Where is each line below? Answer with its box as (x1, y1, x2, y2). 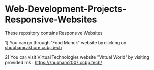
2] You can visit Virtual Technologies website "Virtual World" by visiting (5, 54, 149, 60)
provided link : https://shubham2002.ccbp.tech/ (5, 59, 102, 65)
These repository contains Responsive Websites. (5, 30, 104, 36)
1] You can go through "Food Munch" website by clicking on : (5, 39, 129, 45)
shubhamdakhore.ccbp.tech (5, 45, 62, 50)
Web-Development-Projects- (5, 3, 127, 15)
